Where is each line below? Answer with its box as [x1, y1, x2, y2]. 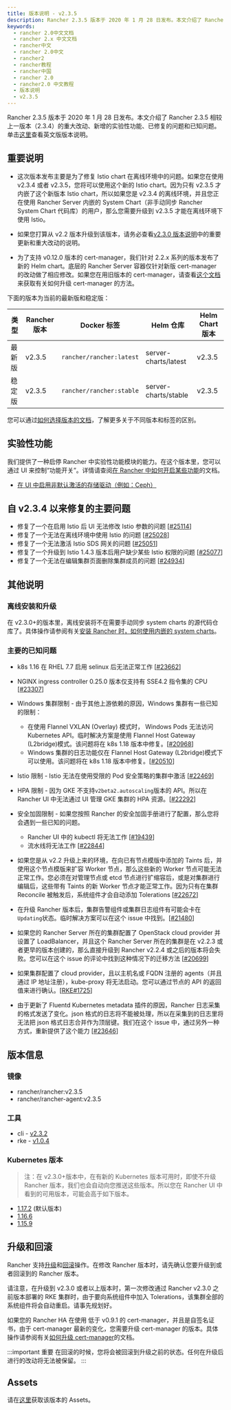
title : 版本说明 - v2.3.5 [7, 10, 78, 17]
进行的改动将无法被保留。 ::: [7, 1356, 87, 1364]
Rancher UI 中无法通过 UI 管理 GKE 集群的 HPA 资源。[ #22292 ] [16, 795, 196, 803]
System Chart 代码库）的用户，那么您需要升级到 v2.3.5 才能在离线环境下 [16, 206, 223, 214]
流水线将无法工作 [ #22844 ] [27, 842, 105, 850]
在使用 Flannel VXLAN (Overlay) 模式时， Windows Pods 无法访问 [27, 723, 214, 731]
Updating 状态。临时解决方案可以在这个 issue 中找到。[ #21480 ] [16, 914, 195, 923]
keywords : [7, 23, 36, 30]
